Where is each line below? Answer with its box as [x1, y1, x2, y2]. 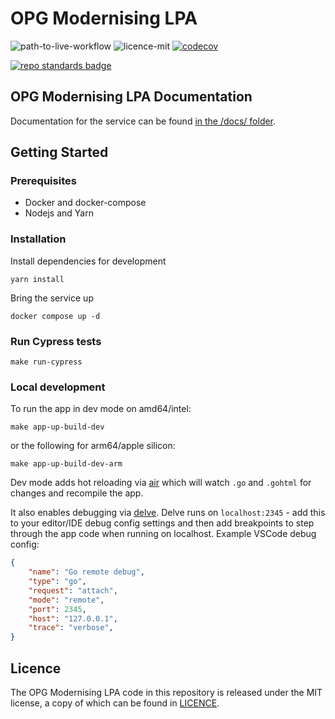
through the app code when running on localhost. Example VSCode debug [10, 528, 317, 540]
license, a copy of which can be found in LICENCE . [10, 697, 220, 709]
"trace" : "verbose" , [28, 623, 114, 633]
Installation [10, 232, 67, 246]
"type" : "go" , [28, 577, 87, 587]
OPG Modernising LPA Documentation [10, 88, 253, 106]
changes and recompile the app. [10, 487, 144, 499]
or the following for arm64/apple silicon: [10, 440, 176, 452]
